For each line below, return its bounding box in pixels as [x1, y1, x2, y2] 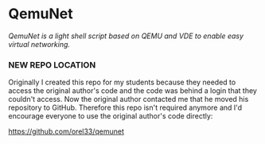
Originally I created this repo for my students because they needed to [8, 77, 236, 88]
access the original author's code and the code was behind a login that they [8, 86, 257, 95]
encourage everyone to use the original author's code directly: [8, 111, 213, 121]
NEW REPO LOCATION [8, 59, 96, 70]
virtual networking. [8, 39, 70, 49]
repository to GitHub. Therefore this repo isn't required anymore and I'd [8, 103, 243, 112]
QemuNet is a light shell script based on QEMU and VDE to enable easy [8, 31, 244, 41]
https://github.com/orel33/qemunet [8, 126, 125, 136]
